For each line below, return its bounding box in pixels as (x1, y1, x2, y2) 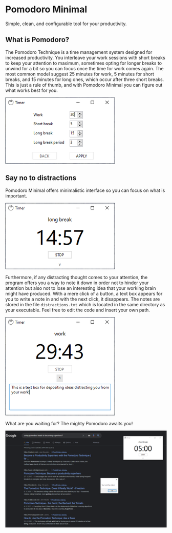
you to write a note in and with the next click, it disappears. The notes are (5, 296, 160, 302)
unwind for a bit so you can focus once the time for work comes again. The (5, 65, 164, 71)
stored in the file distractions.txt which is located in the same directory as (5, 301, 165, 307)
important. (5, 192, 27, 199)
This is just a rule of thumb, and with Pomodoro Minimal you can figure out (5, 82, 163, 88)
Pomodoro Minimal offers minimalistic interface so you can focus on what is (5, 187, 165, 193)
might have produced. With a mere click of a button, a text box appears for (5, 290, 163, 297)
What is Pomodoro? (5, 35, 70, 44)
